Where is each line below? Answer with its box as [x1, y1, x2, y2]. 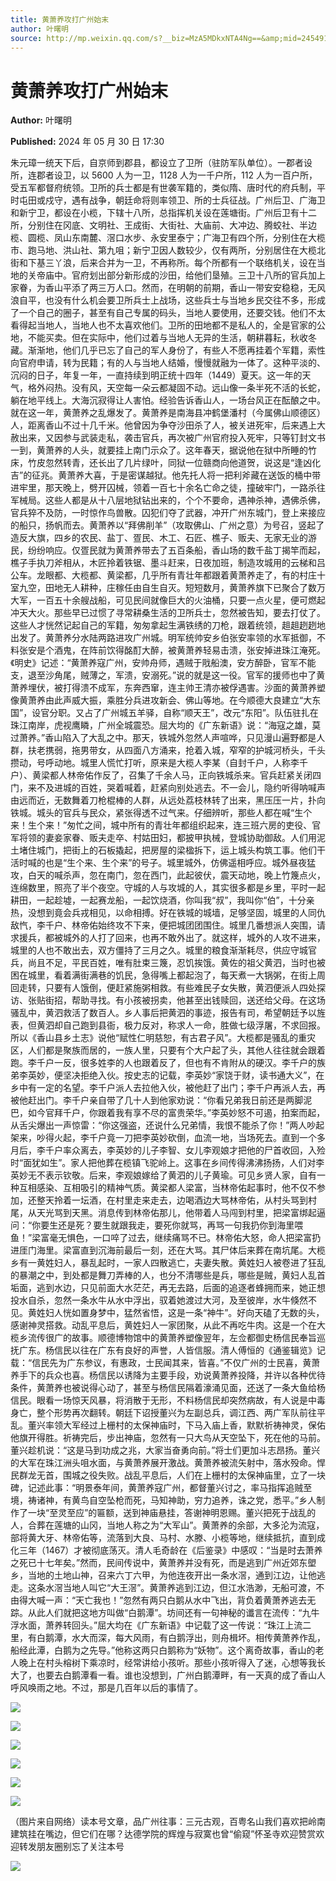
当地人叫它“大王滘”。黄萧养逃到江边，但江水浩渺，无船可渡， [62, 1582, 317, 1594]
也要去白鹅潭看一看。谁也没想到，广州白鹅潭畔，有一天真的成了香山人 [36, 1669, 326, 1681]
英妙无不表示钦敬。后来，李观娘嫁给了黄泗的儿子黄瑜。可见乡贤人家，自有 [10, 1169, 317, 1181]
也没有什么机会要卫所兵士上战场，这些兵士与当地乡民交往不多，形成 [44, 294, 326, 306]
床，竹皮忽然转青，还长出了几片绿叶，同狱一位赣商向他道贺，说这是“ [10, 457, 295, 469]
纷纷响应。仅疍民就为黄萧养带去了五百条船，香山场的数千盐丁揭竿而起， [27, 544, 326, 556]
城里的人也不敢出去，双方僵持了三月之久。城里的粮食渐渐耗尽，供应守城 [10, 944, 308, 956]
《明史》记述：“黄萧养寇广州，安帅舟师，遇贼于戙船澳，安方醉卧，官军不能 [10, 657, 317, 669]
